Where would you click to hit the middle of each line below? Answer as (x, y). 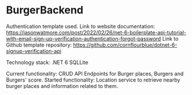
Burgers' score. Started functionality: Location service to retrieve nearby (93, 80)
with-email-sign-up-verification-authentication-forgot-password (84, 38)
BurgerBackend (45, 10)
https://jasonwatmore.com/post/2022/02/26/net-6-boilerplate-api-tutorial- (96, 32)
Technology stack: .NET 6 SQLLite (47, 62)
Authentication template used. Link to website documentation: (81, 26)
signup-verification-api (34, 51)
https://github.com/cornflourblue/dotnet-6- (125, 45)
